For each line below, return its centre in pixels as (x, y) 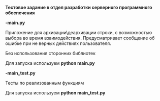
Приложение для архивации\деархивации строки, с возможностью (79, 32)
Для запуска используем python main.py (50, 63)
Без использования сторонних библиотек (50, 53)
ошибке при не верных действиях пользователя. (58, 43)
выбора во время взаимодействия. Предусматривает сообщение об (80, 38)
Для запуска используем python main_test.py (55, 93)
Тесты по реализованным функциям (45, 83)
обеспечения (20, 13)
